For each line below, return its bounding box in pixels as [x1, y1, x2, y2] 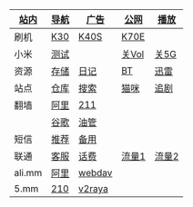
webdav [78, 167, 113, 179]
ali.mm [14, 167, 43, 179]
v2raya [78, 182, 109, 194]
